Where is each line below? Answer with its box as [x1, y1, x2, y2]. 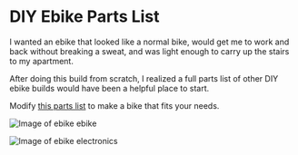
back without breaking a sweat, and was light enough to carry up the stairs [9, 45, 290, 56]
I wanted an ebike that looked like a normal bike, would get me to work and [9, 36, 290, 47]
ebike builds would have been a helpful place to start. [9, 82, 210, 93]
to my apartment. [9, 55, 74, 66]
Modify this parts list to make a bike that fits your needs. [9, 100, 220, 111]
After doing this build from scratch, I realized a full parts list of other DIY [9, 73, 279, 83]
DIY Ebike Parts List [9, 6, 161, 27]
